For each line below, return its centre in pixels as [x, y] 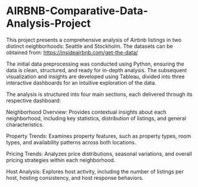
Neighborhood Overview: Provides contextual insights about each [86, 112]
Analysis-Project [48, 23]
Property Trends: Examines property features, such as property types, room [99, 136]
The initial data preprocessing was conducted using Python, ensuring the [95, 64]
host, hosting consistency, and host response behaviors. [75, 178]
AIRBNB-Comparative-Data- [77, 11]
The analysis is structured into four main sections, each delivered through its [99, 94]
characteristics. [25, 124]
